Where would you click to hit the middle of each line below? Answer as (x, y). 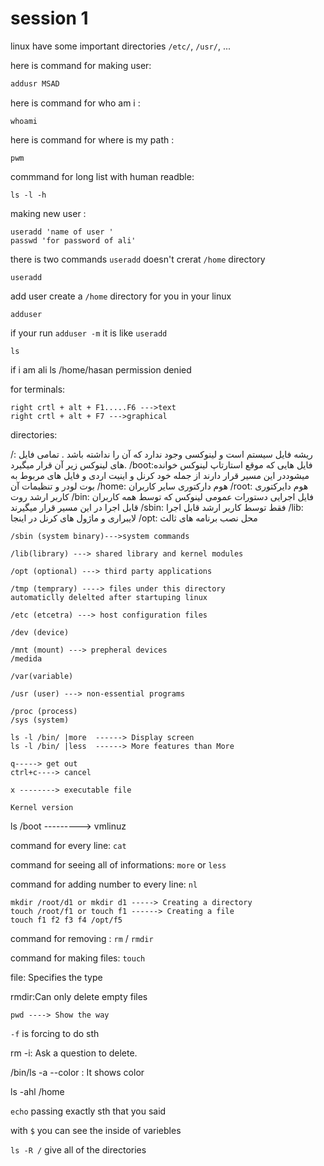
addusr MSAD (35, 83)
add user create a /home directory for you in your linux (121, 296)
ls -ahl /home (37, 1091)
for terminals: (38, 389)
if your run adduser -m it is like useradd (89, 333)
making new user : (48, 213)
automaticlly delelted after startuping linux (109, 597)
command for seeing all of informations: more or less (118, 864)
